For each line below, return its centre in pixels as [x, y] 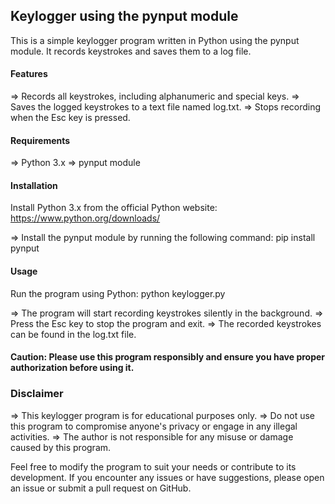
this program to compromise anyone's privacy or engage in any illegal [154, 426]
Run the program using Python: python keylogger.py [118, 293]
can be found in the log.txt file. [73, 334]
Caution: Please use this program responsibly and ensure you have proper [168, 357]
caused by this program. [61, 447]
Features [29, 74]
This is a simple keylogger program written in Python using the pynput [155, 40]
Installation [34, 185]
